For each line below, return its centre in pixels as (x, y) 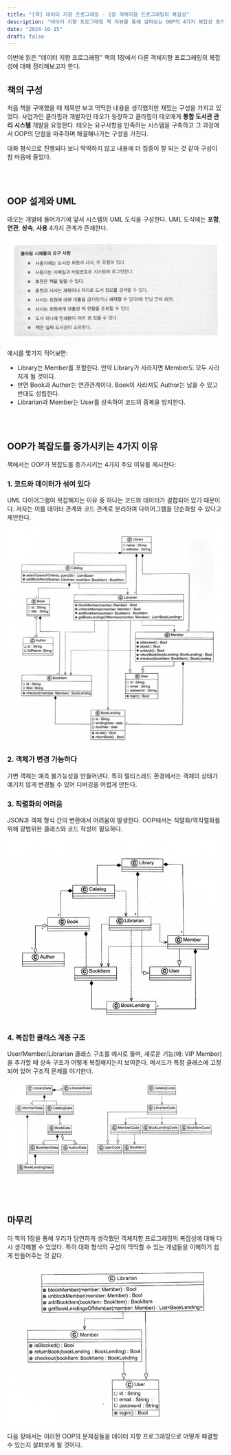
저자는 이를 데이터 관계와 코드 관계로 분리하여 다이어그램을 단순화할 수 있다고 (119, 509)
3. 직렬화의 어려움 (35, 804)
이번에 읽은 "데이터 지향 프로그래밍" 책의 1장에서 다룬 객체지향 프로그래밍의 (108, 58)
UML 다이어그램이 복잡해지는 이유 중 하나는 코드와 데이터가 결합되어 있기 (104, 500)
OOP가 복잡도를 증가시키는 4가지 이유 (82, 446)
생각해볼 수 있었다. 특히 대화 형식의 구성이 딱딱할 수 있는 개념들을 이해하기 (113, 1246)
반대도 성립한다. (38, 393)
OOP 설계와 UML (42, 201)
